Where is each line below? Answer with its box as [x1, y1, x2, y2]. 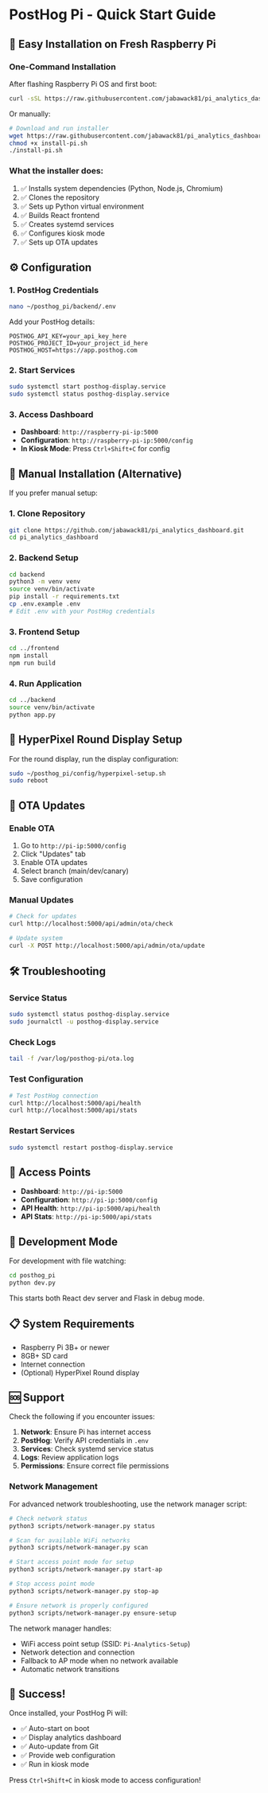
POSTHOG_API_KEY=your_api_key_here [9, 333, 127, 341]
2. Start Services [9, 364, 76, 376]
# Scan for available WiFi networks [9, 1536, 130, 1545]
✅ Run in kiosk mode [20, 1760, 90, 1769]
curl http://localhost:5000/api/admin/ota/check [9, 920, 173, 928]
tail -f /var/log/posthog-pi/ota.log [9, 1054, 134, 1063]
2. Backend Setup [9, 552, 79, 563]
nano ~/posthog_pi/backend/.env [9, 302, 116, 311]
